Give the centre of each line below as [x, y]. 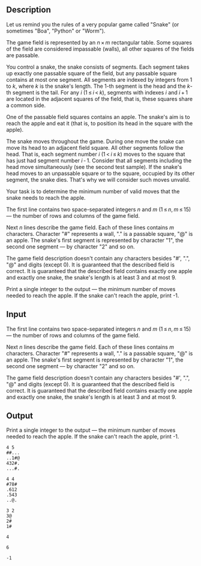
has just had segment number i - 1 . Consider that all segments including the [99, 160]
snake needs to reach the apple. [46, 197]
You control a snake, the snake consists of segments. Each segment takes [98, 67]
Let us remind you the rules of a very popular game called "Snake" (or [93, 24]
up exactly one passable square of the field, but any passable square [91, 73]
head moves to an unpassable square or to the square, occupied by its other [100, 173]
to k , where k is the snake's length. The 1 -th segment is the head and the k [98, 86]
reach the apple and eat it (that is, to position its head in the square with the [100, 123]
